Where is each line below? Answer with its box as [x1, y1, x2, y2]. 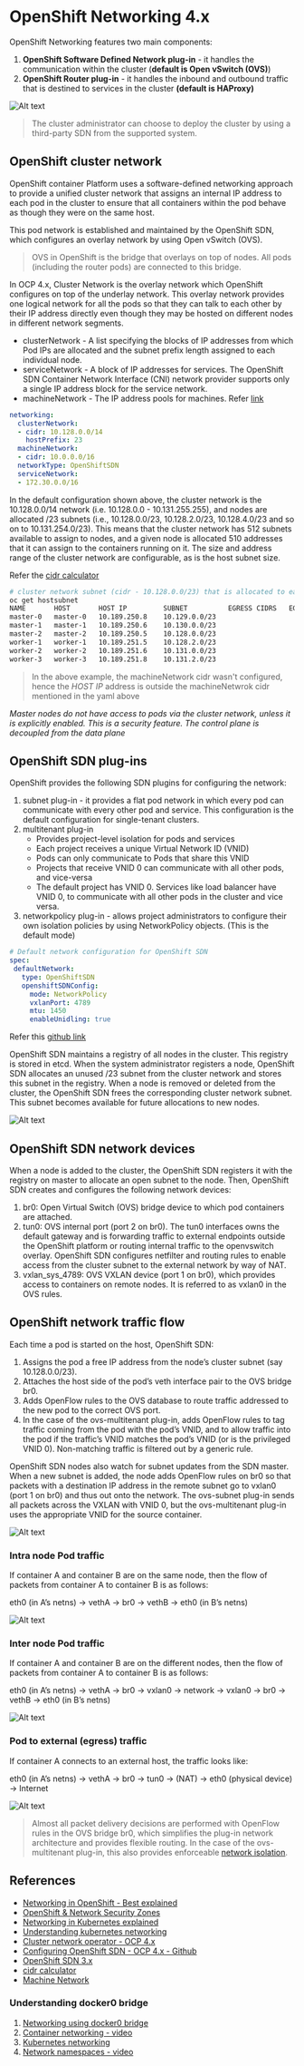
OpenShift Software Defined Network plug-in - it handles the [22, 54, 255, 64]
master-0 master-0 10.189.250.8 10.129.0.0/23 [9, 612, 217, 622]
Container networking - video [22, 2027, 133, 2038]
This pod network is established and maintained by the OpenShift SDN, [9, 224, 274, 235]
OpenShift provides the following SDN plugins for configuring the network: [9, 777, 287, 788]
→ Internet [9, 1782, 49, 1793]
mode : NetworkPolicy [29, 989, 107, 999]
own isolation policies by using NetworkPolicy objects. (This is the [22, 921, 270, 931]
